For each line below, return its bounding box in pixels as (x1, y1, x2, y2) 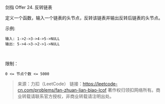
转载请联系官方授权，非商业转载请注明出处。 (21, 94, 114, 99)
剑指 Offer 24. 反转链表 (5, 4, 52, 10)
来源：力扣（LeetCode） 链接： (17, 81, 83, 87)
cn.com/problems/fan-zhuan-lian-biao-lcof (17, 87, 107, 93)
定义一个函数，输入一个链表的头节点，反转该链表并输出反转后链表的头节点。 (5, 15, 163, 21)
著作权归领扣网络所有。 (107, 87, 156, 93)
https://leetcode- (82, 81, 118, 87)
